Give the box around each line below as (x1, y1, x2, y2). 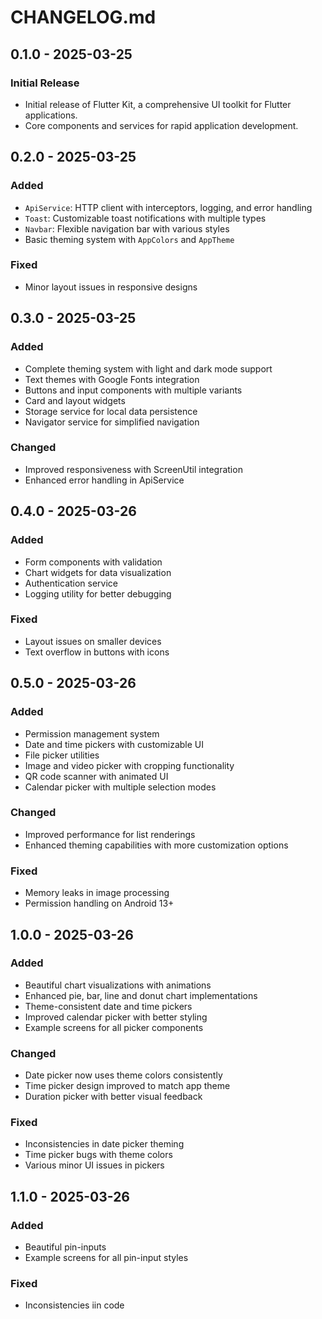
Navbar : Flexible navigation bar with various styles (24, 222, 230, 235)
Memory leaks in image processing (24, 887, 170, 899)
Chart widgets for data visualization (24, 566, 172, 578)
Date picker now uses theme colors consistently (24, 1069, 223, 1081)
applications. (24, 109, 78, 121)
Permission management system (24, 727, 160, 740)
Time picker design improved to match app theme (24, 1080, 231, 1092)
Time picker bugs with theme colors (24, 1149, 173, 1161)
